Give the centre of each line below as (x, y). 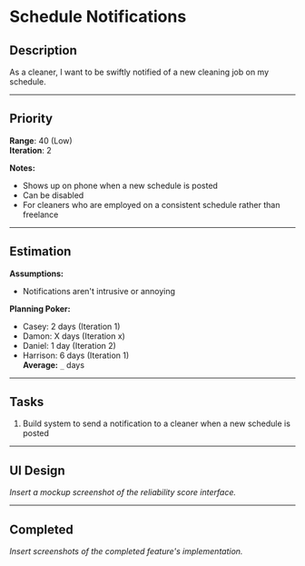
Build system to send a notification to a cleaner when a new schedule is (156, 423)
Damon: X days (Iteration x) (74, 336)
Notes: (23, 168)
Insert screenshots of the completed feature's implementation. (126, 551)
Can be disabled (53, 195)
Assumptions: (37, 273)
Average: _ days (53, 364)
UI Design (37, 470)
